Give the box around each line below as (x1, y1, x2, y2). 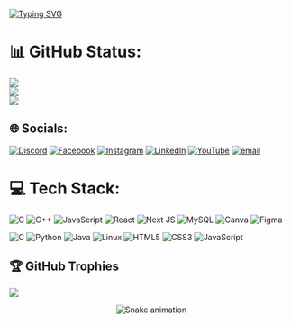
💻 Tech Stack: (9, 178, 121, 198)
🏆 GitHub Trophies (9, 259, 120, 274)
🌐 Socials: (9, 121, 68, 137)
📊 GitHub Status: (9, 41, 141, 62)
